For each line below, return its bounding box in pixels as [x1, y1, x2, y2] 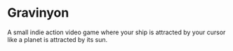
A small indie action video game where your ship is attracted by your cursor [7, 28, 226, 36]
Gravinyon [7, 5, 69, 21]
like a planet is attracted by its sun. [7, 35, 108, 43]
